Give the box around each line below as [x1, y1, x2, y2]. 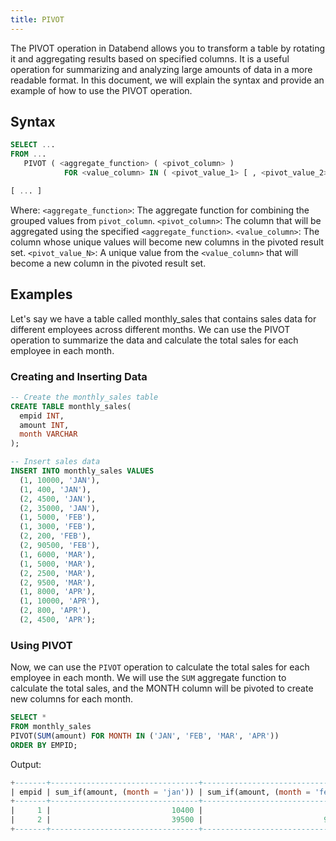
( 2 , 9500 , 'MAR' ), [19, 577, 97, 588]
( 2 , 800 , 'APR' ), [19, 606, 92, 616]
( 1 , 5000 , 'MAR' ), [19, 559, 97, 569]
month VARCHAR [19, 429, 78, 440]
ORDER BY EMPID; [10, 740, 78, 750]
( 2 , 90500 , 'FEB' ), [19, 541, 101, 551]
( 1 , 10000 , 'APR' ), [19, 596, 101, 606]
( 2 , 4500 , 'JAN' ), [19, 494, 97, 504]
